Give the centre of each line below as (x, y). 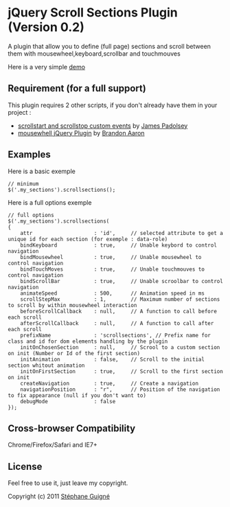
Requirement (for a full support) (77, 88)
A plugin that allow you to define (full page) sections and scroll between (110, 46)
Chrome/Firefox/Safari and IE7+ (53, 445)
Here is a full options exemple (50, 202)
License (25, 466)
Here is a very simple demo (46, 67)
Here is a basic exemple (42, 171)
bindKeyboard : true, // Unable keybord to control (118, 245)
